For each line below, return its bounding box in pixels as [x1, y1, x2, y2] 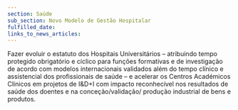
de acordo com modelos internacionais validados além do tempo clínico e [7, 65, 224, 73]
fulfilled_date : [7, 23, 56, 31]
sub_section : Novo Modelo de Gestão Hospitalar [7, 17, 152, 24]
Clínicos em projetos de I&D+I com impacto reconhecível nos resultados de [7, 79, 229, 89]
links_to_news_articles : [7, 30, 81, 38]
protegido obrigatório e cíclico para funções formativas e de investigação [7, 57, 223, 66]
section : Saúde [7, 10, 53, 18]
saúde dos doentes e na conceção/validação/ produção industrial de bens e [7, 87, 232, 96]
